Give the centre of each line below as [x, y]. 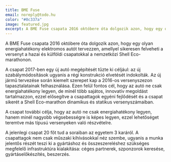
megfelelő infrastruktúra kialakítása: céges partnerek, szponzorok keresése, [85, 149]
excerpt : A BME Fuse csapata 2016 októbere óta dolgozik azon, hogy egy [84, 29]
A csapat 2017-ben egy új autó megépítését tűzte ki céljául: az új [73, 70]
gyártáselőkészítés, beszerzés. [38, 154]
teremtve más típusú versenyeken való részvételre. [59, 123]
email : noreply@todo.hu [31, 15]
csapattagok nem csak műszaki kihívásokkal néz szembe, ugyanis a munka [84, 138]
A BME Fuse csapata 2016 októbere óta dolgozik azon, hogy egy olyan [79, 43]
